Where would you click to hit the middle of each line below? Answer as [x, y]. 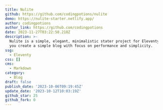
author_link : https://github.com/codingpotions [54, 28]
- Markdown [20, 69]
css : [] [13, 59]
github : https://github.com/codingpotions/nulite [56, 14]
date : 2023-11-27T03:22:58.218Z [38, 32]
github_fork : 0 [20, 100]
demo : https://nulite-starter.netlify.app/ [50, 18]
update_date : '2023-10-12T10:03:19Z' [43, 91]
